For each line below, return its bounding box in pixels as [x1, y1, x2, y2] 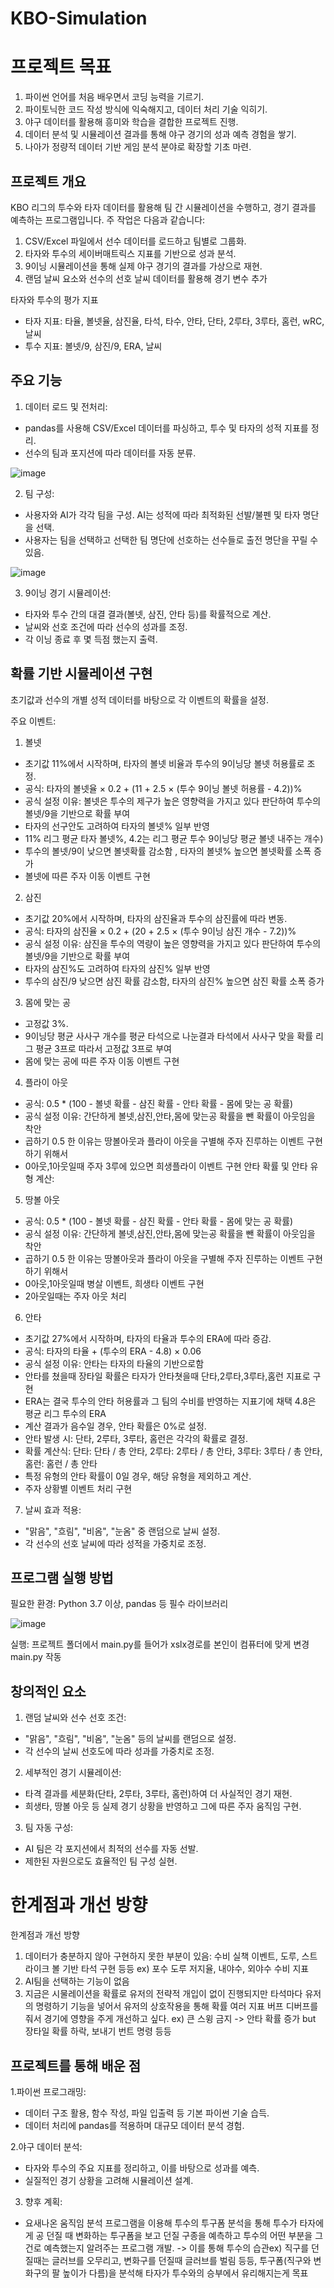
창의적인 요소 [10, 1683, 87, 1700]
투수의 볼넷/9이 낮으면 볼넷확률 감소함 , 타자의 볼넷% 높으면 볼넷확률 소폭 [24, 845, 312, 857]
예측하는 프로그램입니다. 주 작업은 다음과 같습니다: [10, 213, 206, 226]
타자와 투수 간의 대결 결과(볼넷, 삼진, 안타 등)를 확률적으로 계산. [24, 608, 272, 620]
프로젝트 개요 [10, 173, 87, 190]
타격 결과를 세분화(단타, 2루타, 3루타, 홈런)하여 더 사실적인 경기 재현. [24, 1788, 293, 1800]
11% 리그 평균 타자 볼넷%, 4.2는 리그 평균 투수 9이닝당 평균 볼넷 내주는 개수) [24, 832, 324, 844]
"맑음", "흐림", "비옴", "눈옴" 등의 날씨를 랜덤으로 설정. [24, 1733, 237, 1745]
